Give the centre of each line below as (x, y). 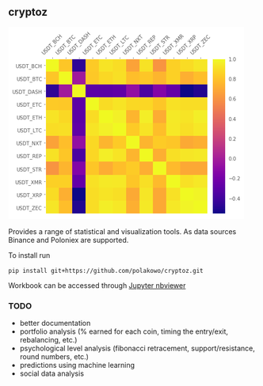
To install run (29, 255)
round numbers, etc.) (54, 357)
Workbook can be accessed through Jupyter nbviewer (97, 285)
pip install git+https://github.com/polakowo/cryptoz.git (106, 271)
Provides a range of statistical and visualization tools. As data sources (122, 231)
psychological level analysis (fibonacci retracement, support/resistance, (137, 348)
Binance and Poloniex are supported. (69, 240)
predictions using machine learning (77, 365)
